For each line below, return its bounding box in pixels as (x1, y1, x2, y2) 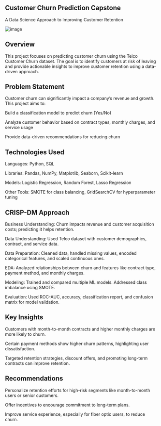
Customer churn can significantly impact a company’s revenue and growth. (5, 96, 155, 101)
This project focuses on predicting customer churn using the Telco (5, 53, 138, 59)
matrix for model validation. (5, 299, 59, 305)
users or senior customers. (5, 393, 59, 398)
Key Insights (5, 313, 44, 322)
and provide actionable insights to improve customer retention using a (5, 63, 145, 69)
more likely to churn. (5, 331, 46, 337)
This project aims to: (5, 100, 46, 106)
